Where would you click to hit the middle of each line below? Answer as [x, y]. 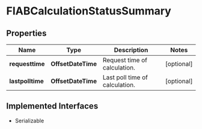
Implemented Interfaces [52, 106]
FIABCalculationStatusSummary [89, 11]
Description [131, 50]
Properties [26, 33]
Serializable [29, 121]
